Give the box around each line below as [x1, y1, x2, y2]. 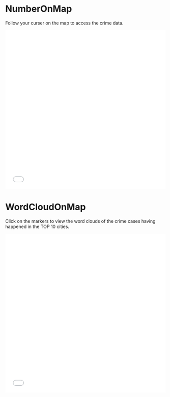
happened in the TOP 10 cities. [5, 223, 70, 230]
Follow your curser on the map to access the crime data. [5, 20, 124, 26]
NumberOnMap [5, 3, 72, 15]
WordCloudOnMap [5, 202, 86, 213]
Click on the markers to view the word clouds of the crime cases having [5, 218, 156, 224]
